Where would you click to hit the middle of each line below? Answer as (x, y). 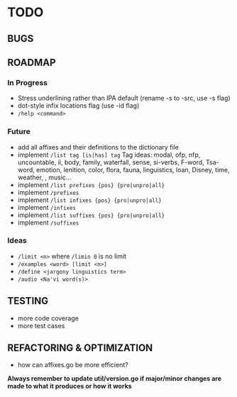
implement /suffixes (48, 222)
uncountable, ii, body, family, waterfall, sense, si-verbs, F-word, (111, 162)
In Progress (28, 82)
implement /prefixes (48, 192)
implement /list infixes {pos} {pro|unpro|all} (89, 200)
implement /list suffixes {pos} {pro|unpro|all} (91, 215)
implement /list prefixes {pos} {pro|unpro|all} (91, 184)
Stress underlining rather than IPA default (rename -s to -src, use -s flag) (124, 98)
